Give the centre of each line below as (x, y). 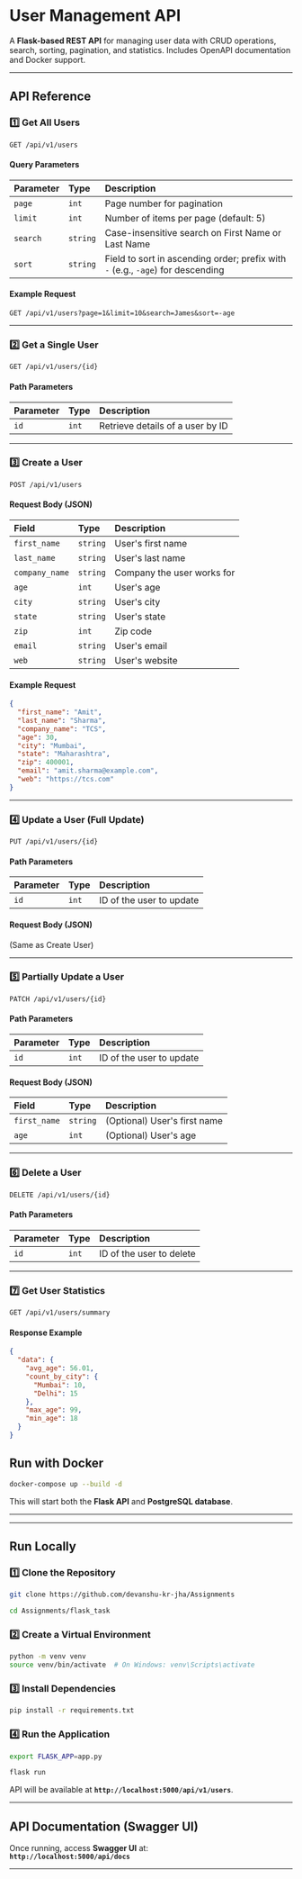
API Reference (50, 97)
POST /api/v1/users (46, 484)
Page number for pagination (164, 203)
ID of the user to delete (147, 1253)
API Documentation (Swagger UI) (104, 1826)
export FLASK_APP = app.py (56, 1757)
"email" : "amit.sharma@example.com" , (88, 771)
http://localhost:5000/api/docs (70, 1857)
